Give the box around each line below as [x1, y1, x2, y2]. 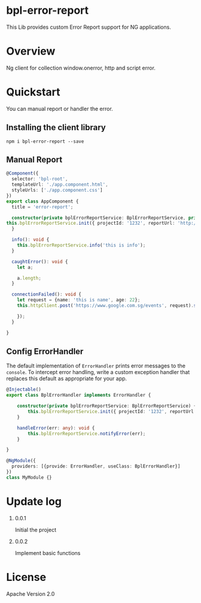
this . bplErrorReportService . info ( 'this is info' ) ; [17, 242, 146, 249]
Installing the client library [6, 122, 106, 132]
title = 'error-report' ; [11, 204, 74, 210]
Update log [6, 495, 62, 508]
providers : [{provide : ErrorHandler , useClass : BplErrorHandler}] [11, 463, 181, 469]
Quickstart [6, 85, 61, 99]
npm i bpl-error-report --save [6, 138, 84, 144]
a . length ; [17, 275, 42, 281]
